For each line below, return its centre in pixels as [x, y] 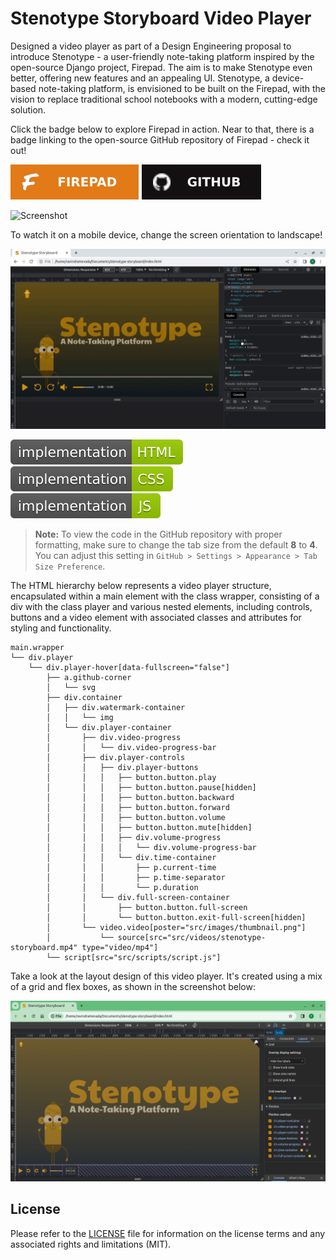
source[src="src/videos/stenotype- [192, 938]
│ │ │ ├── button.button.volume [136, 818]
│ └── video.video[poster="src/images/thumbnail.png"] [176, 928]
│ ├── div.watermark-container [116, 708]
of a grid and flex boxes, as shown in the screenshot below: [133, 987]
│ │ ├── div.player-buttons [122, 768]
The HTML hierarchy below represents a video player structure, [141, 586]
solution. [28, 109]
